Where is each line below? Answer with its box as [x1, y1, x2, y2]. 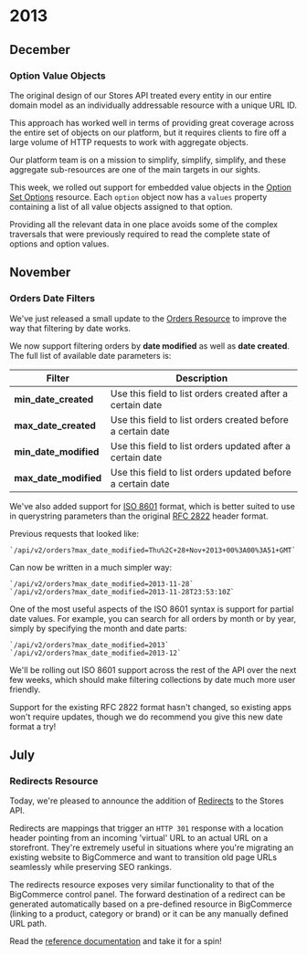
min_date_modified [14, 445, 100, 457]
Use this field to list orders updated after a [110, 439, 291, 452]
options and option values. [9, 238, 110, 249]
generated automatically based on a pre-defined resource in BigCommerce [9, 898, 292, 909]
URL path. [9, 918, 48, 929]
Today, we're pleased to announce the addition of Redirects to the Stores [9, 795, 285, 806]
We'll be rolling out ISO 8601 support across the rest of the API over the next [9, 664, 297, 676]
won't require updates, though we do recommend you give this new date [9, 711, 283, 722]
